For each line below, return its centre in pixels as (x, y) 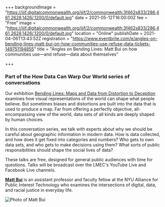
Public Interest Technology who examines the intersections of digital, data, (81, 185)
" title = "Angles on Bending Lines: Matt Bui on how (86, 49)
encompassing (20, 114)
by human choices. (24, 120)
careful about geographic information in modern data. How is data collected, (83, 135)
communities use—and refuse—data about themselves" (62, 54)
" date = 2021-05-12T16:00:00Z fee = (110, 17)
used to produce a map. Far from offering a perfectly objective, (69, 109)
